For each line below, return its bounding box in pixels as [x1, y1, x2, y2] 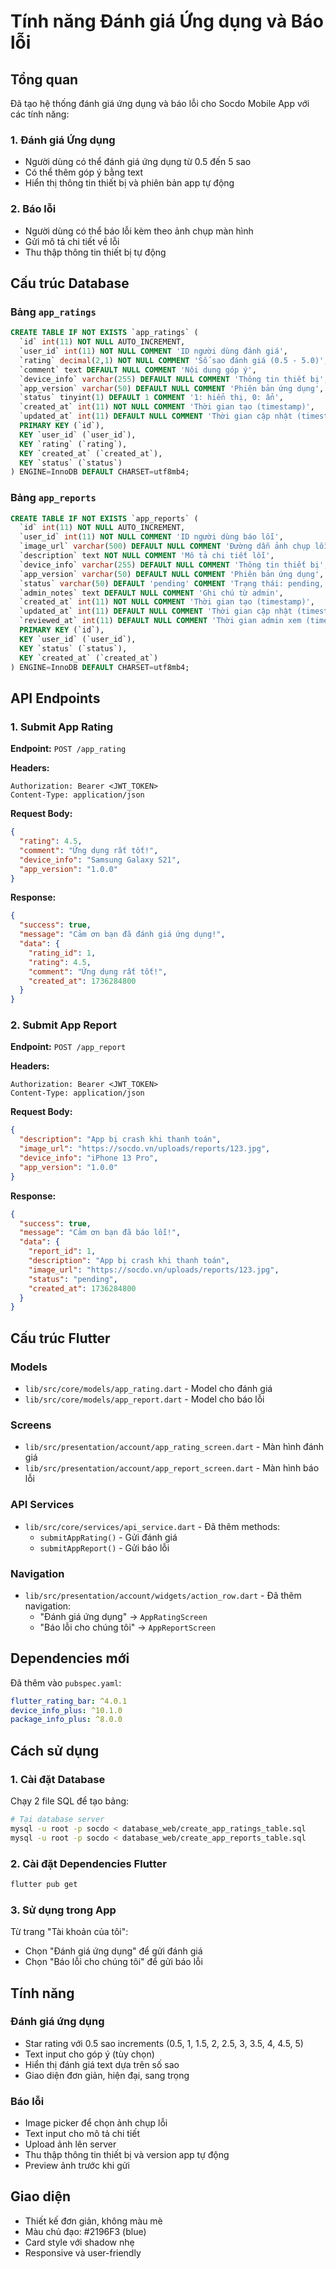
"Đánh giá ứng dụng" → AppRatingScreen [39, 1610, 208, 1622]
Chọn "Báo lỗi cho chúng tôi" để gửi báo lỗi [24, 1956, 203, 1968]
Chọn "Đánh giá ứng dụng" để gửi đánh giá [24, 1945, 203, 1957]
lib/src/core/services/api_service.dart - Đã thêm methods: [24, 1520, 281, 1532]
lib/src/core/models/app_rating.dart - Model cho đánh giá [24, 1383, 273, 1394]
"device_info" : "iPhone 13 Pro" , [19, 1153, 159, 1164]
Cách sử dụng [10, 1742, 100, 1759]
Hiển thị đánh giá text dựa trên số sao [24, 2058, 180, 2070]
